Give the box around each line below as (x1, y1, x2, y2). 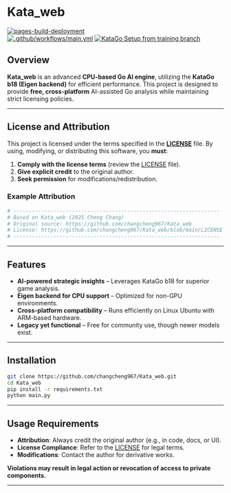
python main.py (7, 392, 51, 399)
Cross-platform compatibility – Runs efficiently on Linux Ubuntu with (16, 306, 215, 314)
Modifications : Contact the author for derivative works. (16, 451, 175, 459)
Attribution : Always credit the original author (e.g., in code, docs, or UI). (16, 436, 222, 445)
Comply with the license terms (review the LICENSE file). (16, 160, 181, 168)
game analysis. (16, 284, 60, 293)
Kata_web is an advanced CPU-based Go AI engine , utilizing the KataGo (7, 72, 214, 81)
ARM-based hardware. (16, 314, 82, 322)
